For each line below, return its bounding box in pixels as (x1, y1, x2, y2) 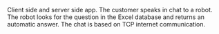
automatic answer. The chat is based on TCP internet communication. (7, 20, 206, 28)
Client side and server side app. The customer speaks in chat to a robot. (7, 6, 213, 14)
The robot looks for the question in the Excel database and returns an (7, 13, 205, 21)
